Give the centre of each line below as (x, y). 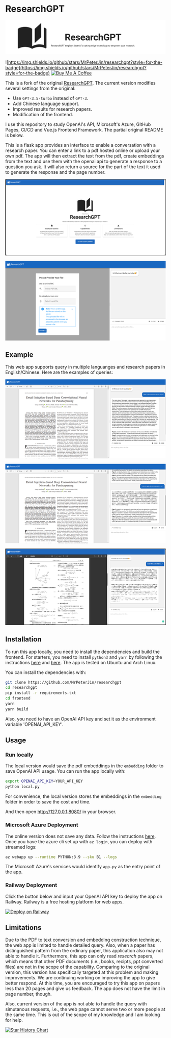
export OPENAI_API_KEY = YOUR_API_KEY (44, 781)
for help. (14, 1020)
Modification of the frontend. (43, 115)
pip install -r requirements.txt (41, 693)
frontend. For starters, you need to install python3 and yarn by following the (84, 657)
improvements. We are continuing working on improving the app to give (80, 978)
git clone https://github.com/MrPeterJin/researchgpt (64, 682)
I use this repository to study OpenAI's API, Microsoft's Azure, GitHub (78, 124)
